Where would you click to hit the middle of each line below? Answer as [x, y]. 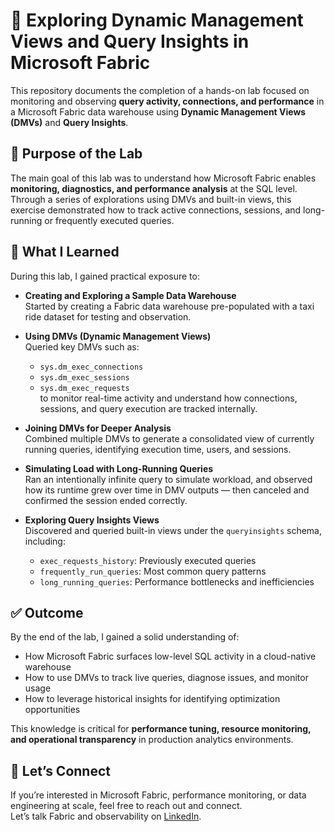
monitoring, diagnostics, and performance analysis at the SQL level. [154, 188]
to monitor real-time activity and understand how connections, [168, 398]
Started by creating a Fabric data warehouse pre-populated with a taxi [169, 306]
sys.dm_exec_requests [84, 388]
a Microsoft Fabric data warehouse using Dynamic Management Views [158, 111]
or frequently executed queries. [109, 220]
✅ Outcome [47, 612]
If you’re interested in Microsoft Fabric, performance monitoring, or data [158, 795]
